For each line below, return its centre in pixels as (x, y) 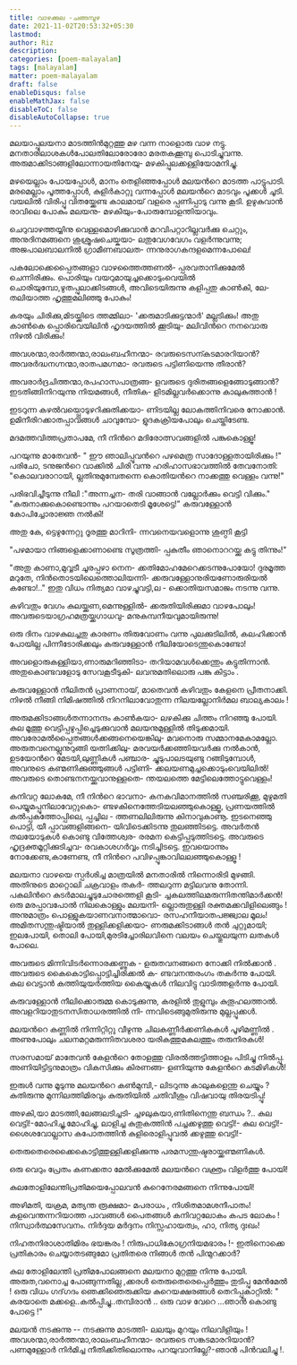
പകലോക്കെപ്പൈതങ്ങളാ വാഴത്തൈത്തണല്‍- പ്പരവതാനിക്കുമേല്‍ (127, 268)
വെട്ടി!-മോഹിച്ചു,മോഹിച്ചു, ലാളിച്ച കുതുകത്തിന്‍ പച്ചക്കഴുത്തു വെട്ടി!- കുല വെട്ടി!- (146, 1123)
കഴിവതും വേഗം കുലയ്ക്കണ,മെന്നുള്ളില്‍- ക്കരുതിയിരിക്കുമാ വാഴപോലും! (133, 606)
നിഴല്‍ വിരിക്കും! (37, 336)
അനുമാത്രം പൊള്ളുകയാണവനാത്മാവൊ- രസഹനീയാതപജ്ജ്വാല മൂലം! (139, 915)
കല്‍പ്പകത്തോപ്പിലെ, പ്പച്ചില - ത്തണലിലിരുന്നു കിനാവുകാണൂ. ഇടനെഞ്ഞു (141, 816)
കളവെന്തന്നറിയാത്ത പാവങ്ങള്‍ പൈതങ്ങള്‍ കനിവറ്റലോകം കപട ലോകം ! (144, 1215)
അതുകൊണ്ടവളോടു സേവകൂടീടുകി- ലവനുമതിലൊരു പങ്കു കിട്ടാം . (124, 672)
